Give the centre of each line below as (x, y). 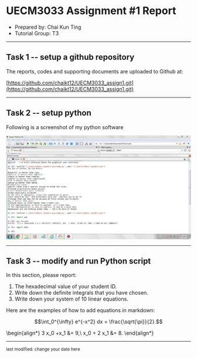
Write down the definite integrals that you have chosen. (81, 293)
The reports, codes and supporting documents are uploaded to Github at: (95, 71)
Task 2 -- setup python (49, 113)
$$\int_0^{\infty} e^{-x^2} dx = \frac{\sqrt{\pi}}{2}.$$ (98, 322)
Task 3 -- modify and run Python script (79, 261)
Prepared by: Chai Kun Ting (48, 27)
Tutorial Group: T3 (37, 33)
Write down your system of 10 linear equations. (72, 299)
